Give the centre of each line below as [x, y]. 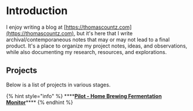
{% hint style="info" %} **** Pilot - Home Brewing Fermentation [84, 96]
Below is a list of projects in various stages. [58, 85]
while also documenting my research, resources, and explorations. [87, 52]
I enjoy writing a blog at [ [36, 27]
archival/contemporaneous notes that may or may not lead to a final [88, 39]
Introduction [37, 11]
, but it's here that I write [103, 33]
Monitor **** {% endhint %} [40, 102]
